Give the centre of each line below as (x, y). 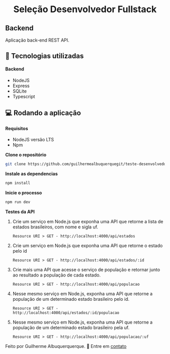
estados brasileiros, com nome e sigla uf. (55, 227)
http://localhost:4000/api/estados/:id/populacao (66, 312)
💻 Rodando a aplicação (43, 113)
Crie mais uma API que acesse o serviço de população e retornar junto (86, 269)
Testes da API (20, 212)
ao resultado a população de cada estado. (57, 275)
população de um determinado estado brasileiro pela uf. (71, 327)
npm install (18, 183)
